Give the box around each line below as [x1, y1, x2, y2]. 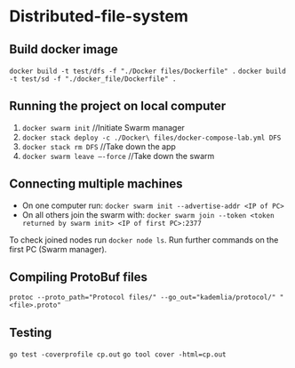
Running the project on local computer [9, 99, 227, 114]
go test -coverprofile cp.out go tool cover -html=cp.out [9, 350, 227, 359]
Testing [9, 324, 52, 340]
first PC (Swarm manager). [9, 244, 108, 254]
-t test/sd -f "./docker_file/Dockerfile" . [9, 75, 177, 84]
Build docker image [9, 42, 118, 57]
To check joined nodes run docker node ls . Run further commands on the [9, 234, 279, 245]
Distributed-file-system [9, 6, 189, 27]
